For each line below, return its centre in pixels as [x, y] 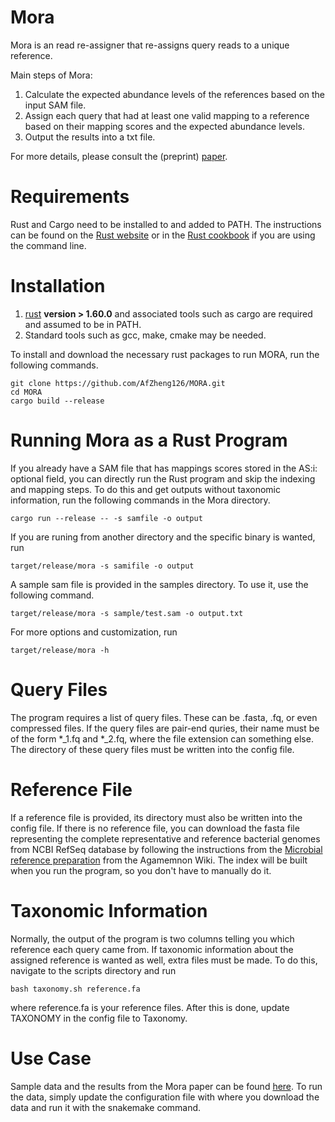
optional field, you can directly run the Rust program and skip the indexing [163, 478]
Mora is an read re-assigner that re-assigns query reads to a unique [150, 45]
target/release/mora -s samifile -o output [102, 566]
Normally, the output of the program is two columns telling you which [152, 938]
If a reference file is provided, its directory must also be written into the [156, 817]
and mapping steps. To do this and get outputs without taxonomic [146, 489]
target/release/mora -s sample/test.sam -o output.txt [127, 613]
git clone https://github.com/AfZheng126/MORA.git [118, 383]
